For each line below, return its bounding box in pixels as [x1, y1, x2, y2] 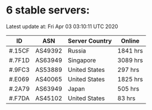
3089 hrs [117, 56, 143, 64]
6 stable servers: [6, 4, 90, 17]
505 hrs [117, 84, 140, 92]
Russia [68, 46, 86, 54]
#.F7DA [9, 94, 30, 102]
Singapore [68, 56, 96, 64]
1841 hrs [117, 46, 143, 54]
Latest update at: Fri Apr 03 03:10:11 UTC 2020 [6, 23, 118, 30]
